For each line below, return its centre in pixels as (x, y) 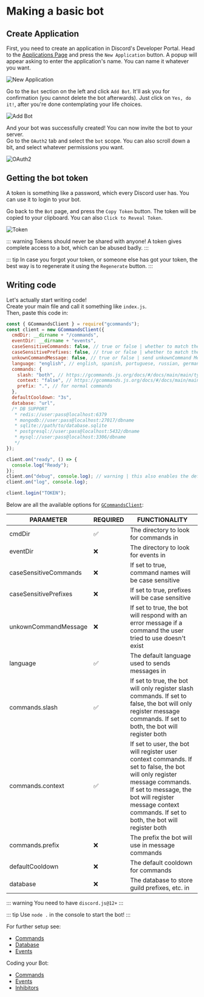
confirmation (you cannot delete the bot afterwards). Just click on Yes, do (99, 98)
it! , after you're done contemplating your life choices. (74, 104)
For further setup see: (34, 926)
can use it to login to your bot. (44, 199)
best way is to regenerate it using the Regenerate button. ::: (80, 266)
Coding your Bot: (28, 963)
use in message (152, 845)
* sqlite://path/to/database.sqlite (61, 426)
